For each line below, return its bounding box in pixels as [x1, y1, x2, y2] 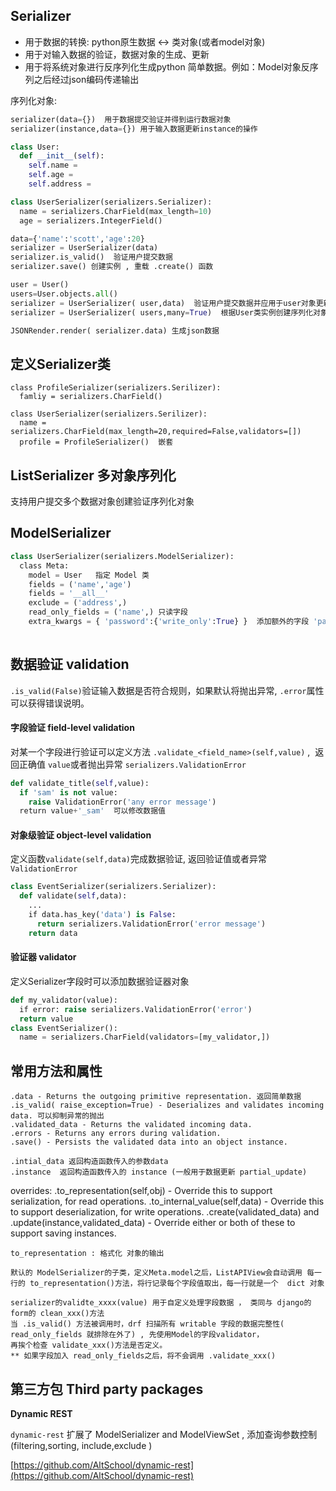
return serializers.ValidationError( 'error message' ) [36, 919, 267, 929]
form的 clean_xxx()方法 [10, 1309, 105, 1319]
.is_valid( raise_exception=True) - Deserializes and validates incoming [10, 1100, 325, 1111]
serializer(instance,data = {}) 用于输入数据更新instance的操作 [10, 124, 258, 134]
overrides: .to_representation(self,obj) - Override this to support [10, 1185, 273, 1197]
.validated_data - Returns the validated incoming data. [10, 1120, 253, 1130]
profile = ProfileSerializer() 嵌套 [19, 437, 174, 448]
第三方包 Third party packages [10, 1380, 204, 1398]
